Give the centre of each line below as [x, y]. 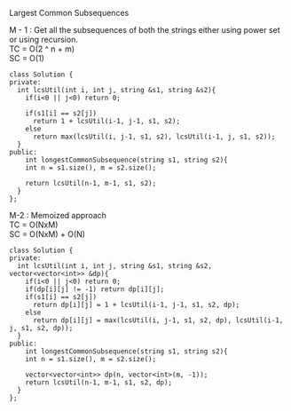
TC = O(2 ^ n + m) [42, 49]
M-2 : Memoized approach [58, 215]
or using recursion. [43, 40]
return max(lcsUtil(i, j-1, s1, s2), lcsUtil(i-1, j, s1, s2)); [154, 137]
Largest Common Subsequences [69, 13]
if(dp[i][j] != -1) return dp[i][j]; [95, 289]
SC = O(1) [27, 58]
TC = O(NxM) [34, 225]
